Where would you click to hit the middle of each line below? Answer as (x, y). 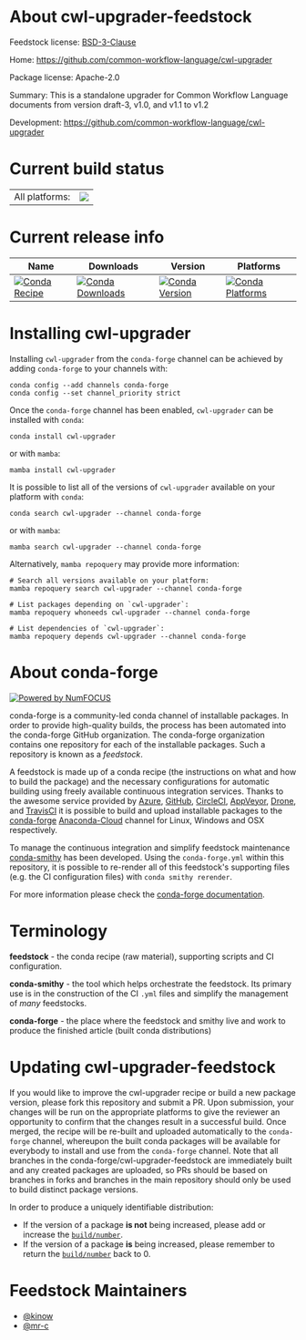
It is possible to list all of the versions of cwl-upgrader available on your (143, 487)
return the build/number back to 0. (87, 1253)
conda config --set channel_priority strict (95, 393)
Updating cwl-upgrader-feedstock (143, 1067)
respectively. (33, 830)
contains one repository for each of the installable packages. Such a (138, 744)
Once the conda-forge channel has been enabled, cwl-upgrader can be (142, 410)
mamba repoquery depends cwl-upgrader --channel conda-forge (128, 636)
